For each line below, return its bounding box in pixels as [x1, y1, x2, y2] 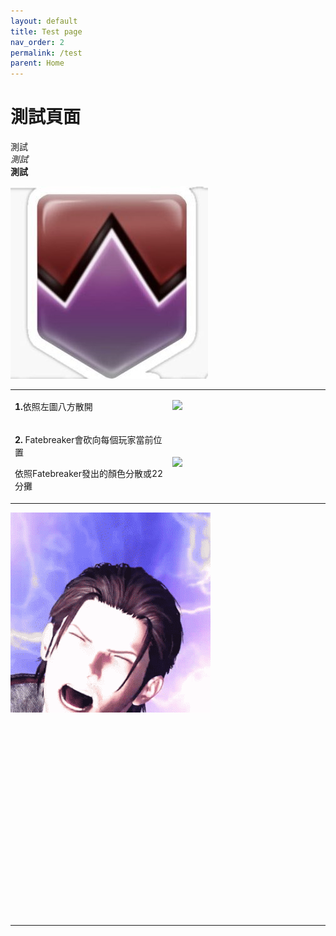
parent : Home [10, 58, 65, 69]
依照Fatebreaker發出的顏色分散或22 [14, 468, 164, 480]
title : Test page [10, 26, 83, 37]
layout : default [10, 16, 78, 26]
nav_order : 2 [10, 37, 65, 47]
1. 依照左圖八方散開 [14, 400, 93, 412]
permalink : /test [10, 48, 83, 58]
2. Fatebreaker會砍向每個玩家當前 [14, 434, 154, 446]
